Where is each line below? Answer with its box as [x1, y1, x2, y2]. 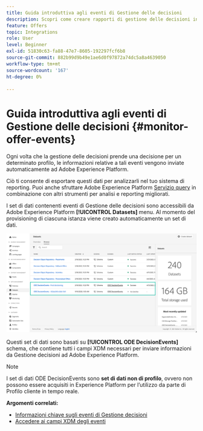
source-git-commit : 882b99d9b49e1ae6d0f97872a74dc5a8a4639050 [6, 55, 166, 61]
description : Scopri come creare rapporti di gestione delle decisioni [6, 16, 190, 22]
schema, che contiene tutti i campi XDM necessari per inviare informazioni [6, 344, 192, 352]
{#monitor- [132, 120, 189, 133]
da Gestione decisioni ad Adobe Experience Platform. [6, 351, 140, 358]
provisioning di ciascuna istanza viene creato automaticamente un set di [6, 215, 186, 222]
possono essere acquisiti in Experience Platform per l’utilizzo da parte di [6, 381, 186, 388]
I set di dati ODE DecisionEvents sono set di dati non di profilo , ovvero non [6, 375, 193, 382]
